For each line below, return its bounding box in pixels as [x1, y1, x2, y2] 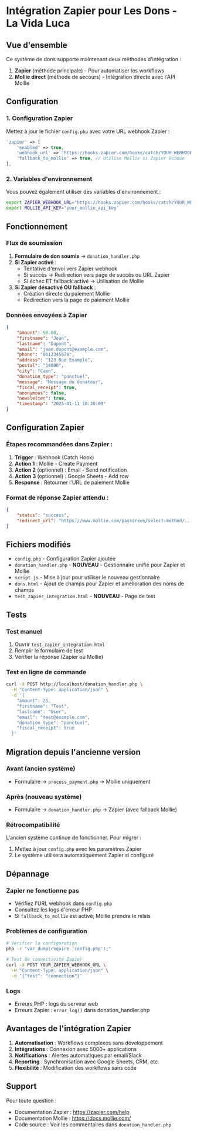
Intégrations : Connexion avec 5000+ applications [14, 1045, 137, 1052]
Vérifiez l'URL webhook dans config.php [14, 900, 113, 907]
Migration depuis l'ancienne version [6, 747, 141, 757]
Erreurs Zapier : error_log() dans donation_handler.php [14, 1006, 150, 1013]
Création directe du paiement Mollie [23, 290, 110, 297]
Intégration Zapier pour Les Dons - [6, 4, 178, 18]
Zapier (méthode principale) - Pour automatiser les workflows [14, 67, 165, 74]
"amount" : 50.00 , [16, 330, 59, 336]
